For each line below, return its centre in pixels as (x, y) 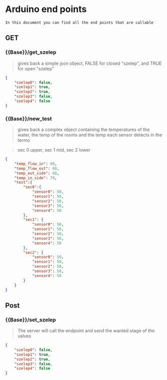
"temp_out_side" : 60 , (37, 173)
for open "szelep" (36, 68)
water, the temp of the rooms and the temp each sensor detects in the (90, 135)
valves (24, 336)
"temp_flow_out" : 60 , (37, 168)
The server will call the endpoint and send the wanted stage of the (86, 331)
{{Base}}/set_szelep (31, 320)
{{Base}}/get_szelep (31, 52)
